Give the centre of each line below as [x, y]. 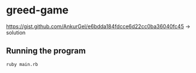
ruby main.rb [22, 64]
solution [16, 32]
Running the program [46, 51]
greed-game [37, 10]
